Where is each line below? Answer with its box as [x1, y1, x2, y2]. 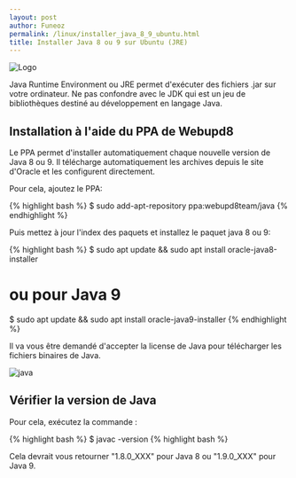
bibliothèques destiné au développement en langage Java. [9, 98, 223, 109]
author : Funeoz [9, 21, 66, 30]
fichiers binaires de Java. [9, 350, 102, 360]
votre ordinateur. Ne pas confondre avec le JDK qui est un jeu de [9, 89, 246, 99]
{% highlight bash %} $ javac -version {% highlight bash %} [9, 434, 229, 444]
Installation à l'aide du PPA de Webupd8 [9, 123, 235, 138]
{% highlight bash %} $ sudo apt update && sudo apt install [9, 245, 226, 255]
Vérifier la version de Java [9, 393, 157, 408]
